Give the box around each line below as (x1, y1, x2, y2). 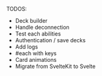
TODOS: (6, 6, 27, 12)
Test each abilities (15, 30, 61, 37)
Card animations (15, 56, 57, 63)
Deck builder (15, 17, 48, 24)
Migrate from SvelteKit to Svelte (15, 63, 96, 70)
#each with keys (15, 50, 57, 57)
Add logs (15, 43, 38, 50)
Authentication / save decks (15, 37, 86, 44)
